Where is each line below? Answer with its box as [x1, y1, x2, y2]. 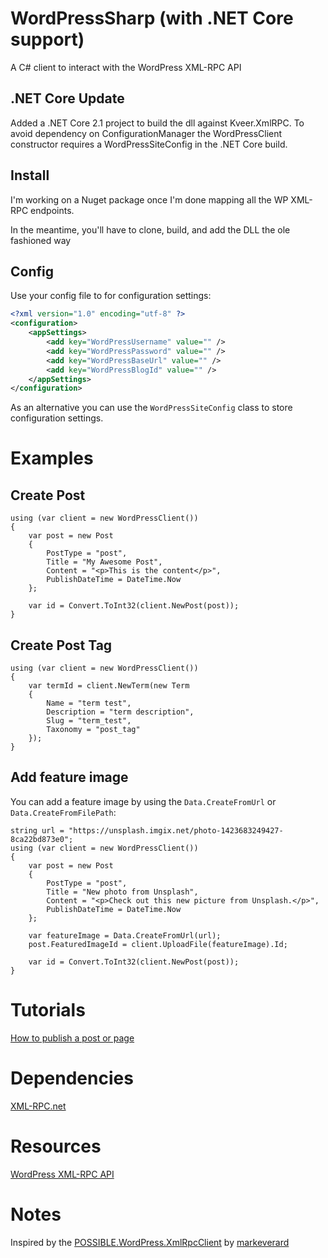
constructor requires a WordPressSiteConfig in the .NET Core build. [10, 138, 288, 150]
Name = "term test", [46, 698, 132, 709]
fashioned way [10, 234, 72, 246]
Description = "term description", [46, 707, 195, 717]
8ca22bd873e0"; [10, 834, 74, 844]
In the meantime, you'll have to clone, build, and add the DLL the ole [10, 223, 291, 236]
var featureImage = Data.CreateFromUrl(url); [28, 930, 222, 941]
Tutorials [10, 999, 86, 1022]
